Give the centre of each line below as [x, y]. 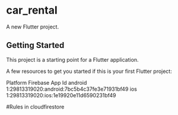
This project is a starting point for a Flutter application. [72, 59]
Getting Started [35, 45]
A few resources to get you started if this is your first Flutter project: [89, 71]
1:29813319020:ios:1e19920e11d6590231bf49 [61, 95]
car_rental [32, 10]
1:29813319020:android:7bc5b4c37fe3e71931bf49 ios [72, 89]
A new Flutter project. [33, 27]
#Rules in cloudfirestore [35, 107]
